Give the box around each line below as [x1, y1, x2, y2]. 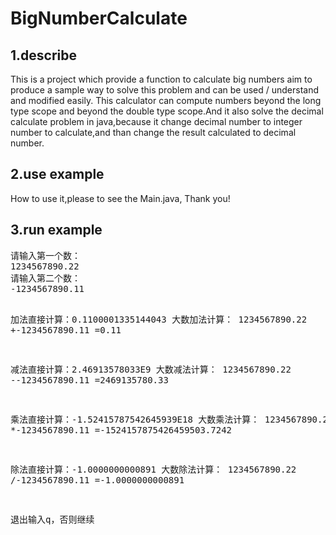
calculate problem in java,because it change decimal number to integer [10, 116, 303, 127]
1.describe [10, 47, 78, 64]
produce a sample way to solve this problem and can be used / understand [10, 84, 320, 96]
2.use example [10, 166, 105, 183]
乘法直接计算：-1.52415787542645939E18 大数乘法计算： [10, 413, 260, 425]
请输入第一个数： [10, 250, 81, 261]
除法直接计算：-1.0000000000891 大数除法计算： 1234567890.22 [10, 463, 297, 475]
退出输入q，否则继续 [10, 513, 95, 525]
